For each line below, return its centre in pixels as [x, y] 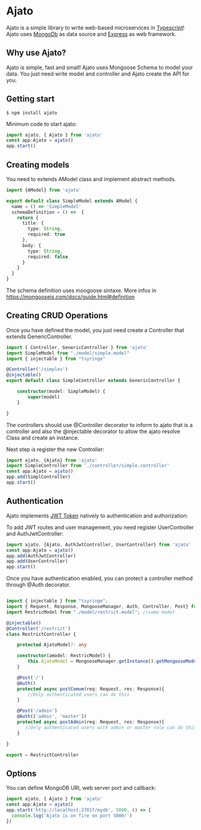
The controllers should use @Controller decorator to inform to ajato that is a [100, 425]
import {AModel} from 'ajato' [44, 190]
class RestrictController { [41, 634]
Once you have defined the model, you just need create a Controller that [95, 330]
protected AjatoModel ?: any [52, 645]
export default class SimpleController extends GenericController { [93, 381]
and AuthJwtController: [35, 533]
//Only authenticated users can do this [79, 694]
